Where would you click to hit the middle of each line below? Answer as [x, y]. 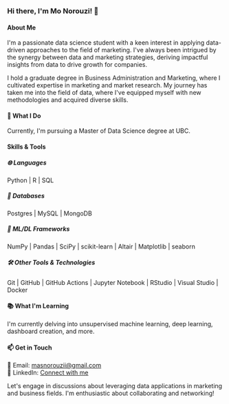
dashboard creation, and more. [51, 331]
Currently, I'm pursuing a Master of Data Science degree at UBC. [99, 131]
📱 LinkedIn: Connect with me [48, 373]
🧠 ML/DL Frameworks [39, 229]
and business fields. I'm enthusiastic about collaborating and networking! [111, 393]
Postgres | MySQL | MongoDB [50, 213]
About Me [22, 28]
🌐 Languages [27, 162]
